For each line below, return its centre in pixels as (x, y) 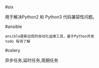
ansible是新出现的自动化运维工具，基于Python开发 (50, 36)
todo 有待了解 (18, 41)
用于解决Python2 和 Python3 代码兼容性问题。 (51, 17)
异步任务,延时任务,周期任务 (32, 60)
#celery (13, 50)
